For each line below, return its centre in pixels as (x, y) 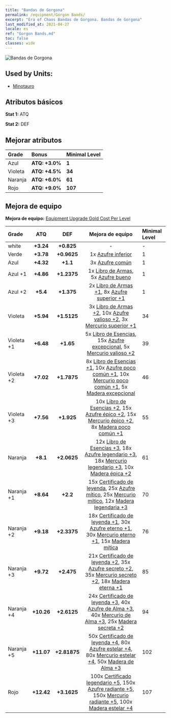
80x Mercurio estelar (111, 655)
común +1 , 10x (111, 374)
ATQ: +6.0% (46, 180)
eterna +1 (111, 588)
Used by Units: (29, 74)
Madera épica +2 (111, 473)
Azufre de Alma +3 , (111, 609)
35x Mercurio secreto (111, 575)
